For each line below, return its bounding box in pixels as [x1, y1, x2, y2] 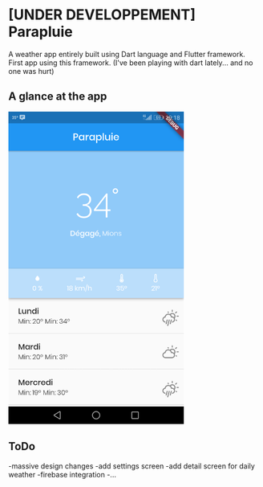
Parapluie [8, 23, 74, 41]
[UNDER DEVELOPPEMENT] [8, 6, 196, 24]
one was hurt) [8, 66, 55, 76]
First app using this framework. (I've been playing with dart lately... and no [8, 58, 253, 68]
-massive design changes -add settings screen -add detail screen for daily [8, 460, 255, 471]
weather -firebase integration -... [8, 469, 116, 479]
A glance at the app [8, 90, 107, 104]
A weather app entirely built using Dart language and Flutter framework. [8, 49, 246, 59]
